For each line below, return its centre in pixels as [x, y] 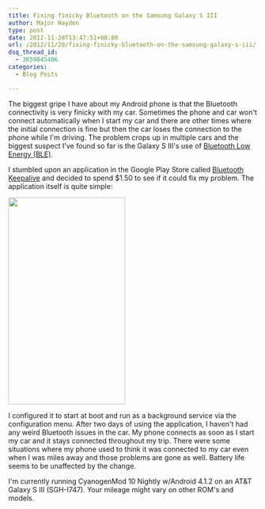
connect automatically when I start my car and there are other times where [130, 120]
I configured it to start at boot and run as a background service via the [123, 415]
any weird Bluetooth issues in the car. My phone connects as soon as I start [131, 432]
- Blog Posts [37, 74]
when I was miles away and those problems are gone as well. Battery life [127, 457]
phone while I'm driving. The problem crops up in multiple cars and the [123, 137]
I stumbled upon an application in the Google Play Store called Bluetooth [126, 169]
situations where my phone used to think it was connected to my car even [129, 449]
